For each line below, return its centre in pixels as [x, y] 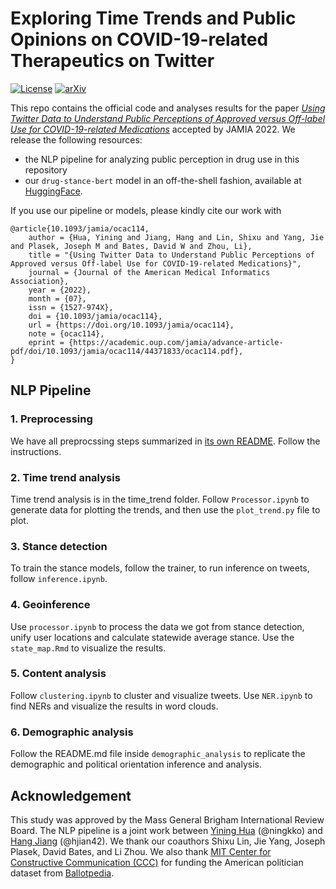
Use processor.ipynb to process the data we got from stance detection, [157, 626]
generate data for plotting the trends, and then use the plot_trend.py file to [165, 509]
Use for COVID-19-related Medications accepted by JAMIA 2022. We [153, 129]
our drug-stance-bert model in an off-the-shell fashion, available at [163, 180]
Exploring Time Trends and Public [153, 18]
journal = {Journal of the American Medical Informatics [149, 272]
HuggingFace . [53, 191]
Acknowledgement [71, 795]
